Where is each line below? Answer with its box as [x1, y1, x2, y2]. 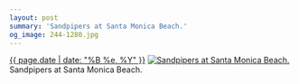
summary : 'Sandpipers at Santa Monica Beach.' [9, 22, 188, 31]
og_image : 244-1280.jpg [9, 30, 99, 39]
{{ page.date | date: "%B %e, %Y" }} [9, 55, 146, 66]
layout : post [9, 13, 59, 23]
